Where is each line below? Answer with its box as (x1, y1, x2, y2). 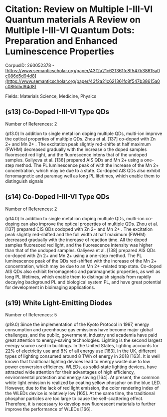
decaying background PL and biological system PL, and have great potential (5, 279, 162, 285)
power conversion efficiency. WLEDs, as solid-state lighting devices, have (5, 364, 157, 370)
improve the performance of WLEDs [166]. (5, 406, 92, 412)
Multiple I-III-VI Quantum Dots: (5, 25, 135, 36)
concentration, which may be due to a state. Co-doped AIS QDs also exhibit (5, 167, 161, 173)
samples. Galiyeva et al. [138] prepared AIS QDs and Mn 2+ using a (5, 157, 143, 163)
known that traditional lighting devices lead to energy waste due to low (5, 359, 151, 365)
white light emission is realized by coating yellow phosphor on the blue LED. (5, 380, 161, 386)
